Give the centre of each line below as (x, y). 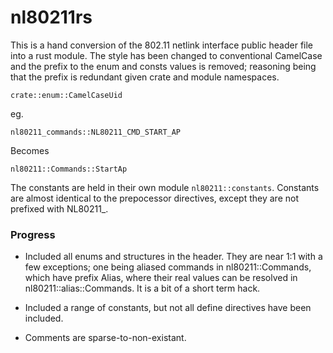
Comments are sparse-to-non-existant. (105, 338)
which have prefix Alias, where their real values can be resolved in (161, 278)
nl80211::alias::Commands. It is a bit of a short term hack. (142, 288)
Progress (33, 234)
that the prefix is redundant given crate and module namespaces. (145, 77)
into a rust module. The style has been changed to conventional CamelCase (166, 55)
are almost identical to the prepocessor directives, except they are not (154, 198)
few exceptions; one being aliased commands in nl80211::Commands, (168, 267)
